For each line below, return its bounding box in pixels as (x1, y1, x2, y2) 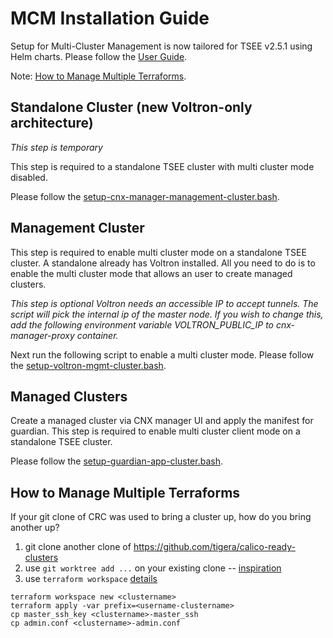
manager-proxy (10, 329, 75, 341)
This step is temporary (10, 141, 103, 153)
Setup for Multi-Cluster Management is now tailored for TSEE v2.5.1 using (10, 40, 313, 52)
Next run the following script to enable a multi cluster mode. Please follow (10, 348, 315, 361)
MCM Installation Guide (10, 7, 210, 30)
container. (76, 329, 119, 341)
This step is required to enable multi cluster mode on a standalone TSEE (10, 246, 307, 258)
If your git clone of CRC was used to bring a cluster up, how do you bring (10, 511, 312, 523)
